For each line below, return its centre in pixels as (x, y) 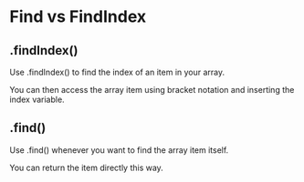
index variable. (37, 99)
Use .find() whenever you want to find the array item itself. (119, 150)
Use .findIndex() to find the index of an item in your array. (117, 72)
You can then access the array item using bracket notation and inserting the (152, 90)
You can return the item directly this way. (87, 167)
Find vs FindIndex (78, 17)
